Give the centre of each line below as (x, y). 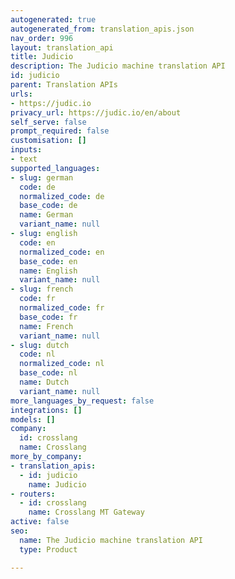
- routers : (33, 494)
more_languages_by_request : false (82, 401)
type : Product (48, 549)
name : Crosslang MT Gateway (86, 512)
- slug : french (42, 289)
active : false (40, 522)
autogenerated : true (53, 19)
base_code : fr (48, 317)
